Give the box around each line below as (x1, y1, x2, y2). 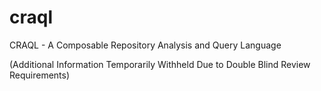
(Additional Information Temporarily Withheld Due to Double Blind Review (9, 58, 311, 70)
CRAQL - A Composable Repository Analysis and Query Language (9, 39, 282, 51)
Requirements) (9, 69, 71, 81)
